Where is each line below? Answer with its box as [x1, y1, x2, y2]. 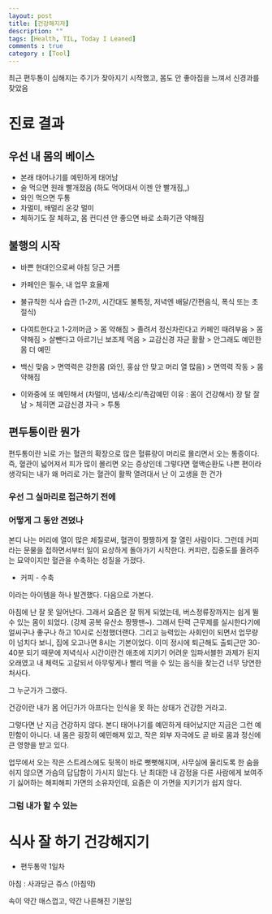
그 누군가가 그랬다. [8, 685, 67, 695]
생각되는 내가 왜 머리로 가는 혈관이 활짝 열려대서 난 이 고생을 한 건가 [8, 469, 222, 479]
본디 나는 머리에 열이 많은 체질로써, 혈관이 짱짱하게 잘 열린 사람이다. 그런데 [8, 535, 244, 544]
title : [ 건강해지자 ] [8, 19, 70, 28]
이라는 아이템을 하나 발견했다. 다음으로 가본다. [8, 590, 154, 600]
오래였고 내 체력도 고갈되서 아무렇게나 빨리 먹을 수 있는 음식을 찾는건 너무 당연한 [8, 657, 262, 667]
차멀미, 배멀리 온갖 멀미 [19, 203, 95, 212]
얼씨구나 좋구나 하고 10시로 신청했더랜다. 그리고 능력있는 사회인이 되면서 [8, 627, 237, 637]
